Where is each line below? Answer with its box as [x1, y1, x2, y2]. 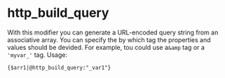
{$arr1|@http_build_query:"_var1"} [7, 64, 111, 71]
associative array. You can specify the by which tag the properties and [7, 35, 211, 44]
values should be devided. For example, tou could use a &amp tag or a [7, 43, 205, 51]
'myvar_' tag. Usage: [7, 51, 68, 59]
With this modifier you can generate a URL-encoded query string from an [7, 28, 219, 37]
